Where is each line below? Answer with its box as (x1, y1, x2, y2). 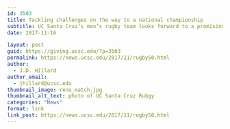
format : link (7, 106, 44, 113)
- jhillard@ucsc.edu (13, 80, 72, 86)
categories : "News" (7, 99, 63, 106)
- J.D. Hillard (13, 67, 57, 74)
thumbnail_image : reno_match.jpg (7, 86, 103, 93)
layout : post (7, 42, 44, 49)
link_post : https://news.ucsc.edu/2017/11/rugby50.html (7, 112, 170, 119)
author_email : (7, 73, 48, 80)
